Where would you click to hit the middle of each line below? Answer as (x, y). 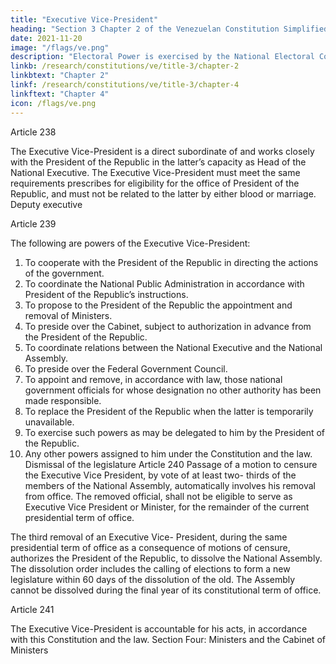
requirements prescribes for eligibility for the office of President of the (155, 183)
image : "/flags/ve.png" (60, 47)
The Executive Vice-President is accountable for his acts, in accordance (159, 628)
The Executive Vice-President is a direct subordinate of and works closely (162, 151)
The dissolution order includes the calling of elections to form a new (150, 568)
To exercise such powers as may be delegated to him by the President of (175, 432)
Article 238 (33, 132)
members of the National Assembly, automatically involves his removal (170, 485)
